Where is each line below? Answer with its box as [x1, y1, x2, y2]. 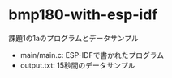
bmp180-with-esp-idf [8, 6, 158, 24]
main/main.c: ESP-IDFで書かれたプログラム [19, 50, 165, 60]
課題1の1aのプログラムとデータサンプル [8, 33, 140, 43]
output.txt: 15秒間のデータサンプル [19, 60, 135, 70]
